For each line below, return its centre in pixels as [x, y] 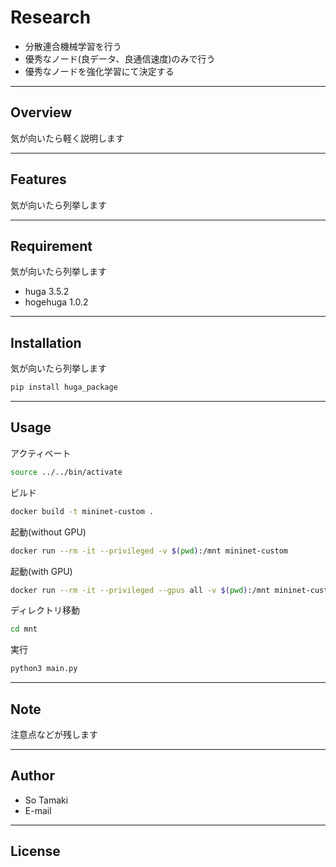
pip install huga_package [64, 387]
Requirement [51, 246]
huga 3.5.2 [47, 292]
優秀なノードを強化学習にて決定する [99, 71]
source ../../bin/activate [66, 472]
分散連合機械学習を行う [73, 46]
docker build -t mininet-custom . [82, 511]
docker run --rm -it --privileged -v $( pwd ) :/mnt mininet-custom [149, 551]
